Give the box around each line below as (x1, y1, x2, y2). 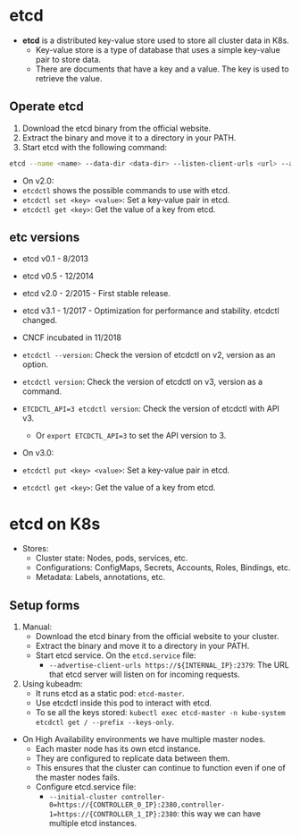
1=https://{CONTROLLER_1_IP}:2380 (48, 810, 178, 819)
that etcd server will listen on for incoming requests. (48, 669, 241, 680)
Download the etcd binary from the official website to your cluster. (35, 631, 279, 642)
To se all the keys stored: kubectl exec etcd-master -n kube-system (35, 707, 286, 718)
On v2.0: (21, 175, 54, 186)
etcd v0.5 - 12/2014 (21, 270, 95, 282)
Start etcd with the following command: (21, 141, 168, 152)
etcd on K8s (9, 514, 101, 534)
